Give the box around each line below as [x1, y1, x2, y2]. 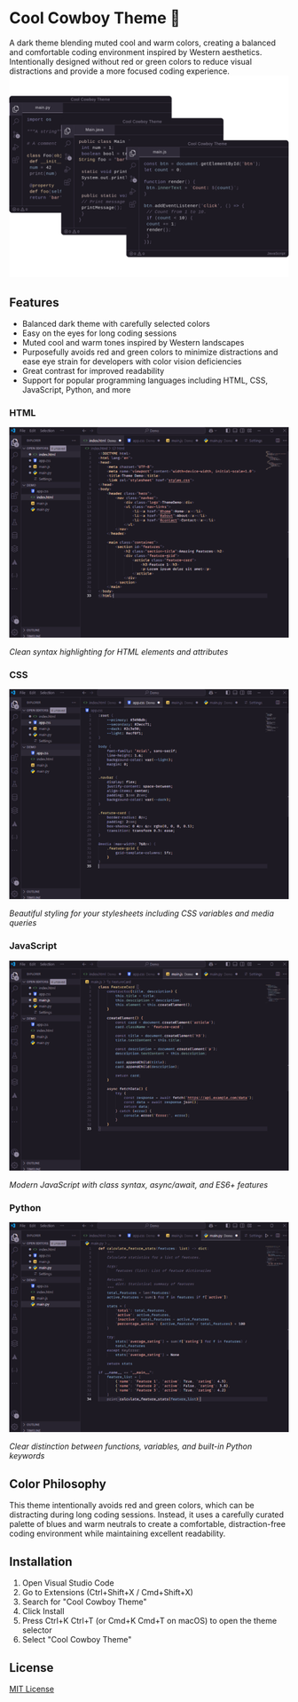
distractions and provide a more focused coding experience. [9, 66, 231, 76]
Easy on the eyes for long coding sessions [21, 328, 177, 338]
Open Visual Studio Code [21, 1578, 114, 1588]
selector [21, 1625, 53, 1635]
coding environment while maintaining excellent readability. [9, 1528, 226, 1539]
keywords [9, 1451, 45, 1461]
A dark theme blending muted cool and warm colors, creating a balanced [9, 37, 277, 48]
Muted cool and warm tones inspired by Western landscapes [21, 337, 245, 347]
